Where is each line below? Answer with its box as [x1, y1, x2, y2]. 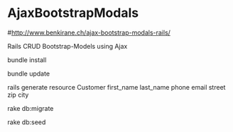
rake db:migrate [7, 104, 54, 112]
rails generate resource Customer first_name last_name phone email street [7, 83, 226, 91]
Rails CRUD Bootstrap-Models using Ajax [7, 42, 128, 50]
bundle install [7, 55, 47, 64]
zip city [7, 90, 29, 99]
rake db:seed [7, 118, 46, 126]
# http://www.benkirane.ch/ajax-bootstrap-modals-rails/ [7, 28, 170, 37]
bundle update [7, 69, 50, 78]
